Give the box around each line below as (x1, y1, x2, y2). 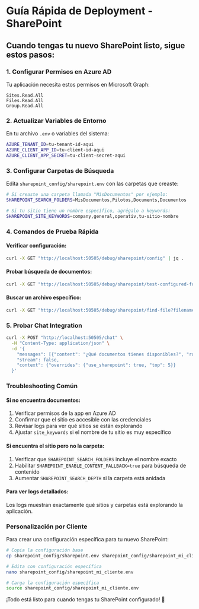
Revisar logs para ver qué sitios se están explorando (14, 423, 143, 430)
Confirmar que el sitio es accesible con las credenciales (14, 416, 152, 423)
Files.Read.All (6, 97, 44, 103)
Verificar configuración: (6, 242, 67, 249)
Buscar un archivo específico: (6, 294, 82, 301)
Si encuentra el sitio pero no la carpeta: (6, 442, 105, 449)
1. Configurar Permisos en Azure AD (6, 67, 112, 75)
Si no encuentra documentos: (6, 397, 81, 404)
